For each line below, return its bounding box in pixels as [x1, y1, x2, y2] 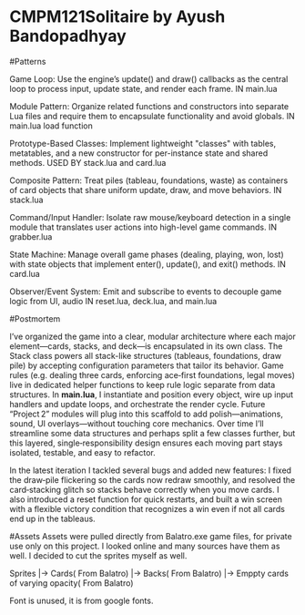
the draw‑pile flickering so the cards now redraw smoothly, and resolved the [9, 474, 296, 485]
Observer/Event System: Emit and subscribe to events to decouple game [9, 285, 282, 297]
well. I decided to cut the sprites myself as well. [9, 549, 188, 561]
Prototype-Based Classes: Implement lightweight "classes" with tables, [9, 138, 276, 149]
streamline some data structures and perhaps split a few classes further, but [9, 427, 296, 438]
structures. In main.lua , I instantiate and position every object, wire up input [9, 389, 294, 400]
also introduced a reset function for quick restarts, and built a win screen [9, 494, 283, 505]
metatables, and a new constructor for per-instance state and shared [9, 148, 269, 159]
